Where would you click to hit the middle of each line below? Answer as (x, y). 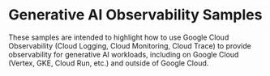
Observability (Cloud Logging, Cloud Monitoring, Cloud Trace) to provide (130, 45)
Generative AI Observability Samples (135, 15)
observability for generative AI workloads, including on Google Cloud (124, 54)
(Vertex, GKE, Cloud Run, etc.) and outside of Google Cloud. (109, 63)
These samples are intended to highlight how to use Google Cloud (119, 37)
